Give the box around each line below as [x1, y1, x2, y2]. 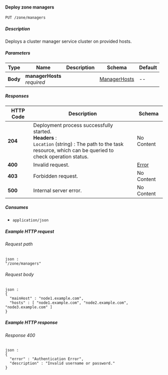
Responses [5, 93, 29, 99]
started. [33, 128, 51, 135]
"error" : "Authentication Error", [9, 356, 84, 361]
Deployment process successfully [33, 122, 113, 129]
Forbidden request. [33, 173, 78, 180]
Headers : [33, 135, 57, 142]
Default [139, 64, 157, 71]
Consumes [5, 204, 28, 210]
